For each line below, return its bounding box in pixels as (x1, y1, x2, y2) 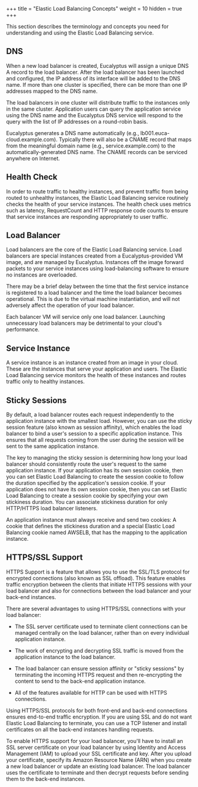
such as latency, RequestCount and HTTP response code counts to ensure (6, 206, 189, 214)
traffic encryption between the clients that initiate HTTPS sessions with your (6, 581, 192, 588)
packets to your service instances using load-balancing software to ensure (6, 265, 189, 272)
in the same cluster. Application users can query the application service (6, 105, 181, 112)
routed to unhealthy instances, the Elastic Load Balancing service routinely (6, 194, 189, 201)
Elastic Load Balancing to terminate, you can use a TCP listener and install (6, 719, 187, 726)
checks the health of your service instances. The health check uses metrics (6, 200, 191, 208)
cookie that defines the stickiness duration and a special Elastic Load (6, 523, 175, 530)
